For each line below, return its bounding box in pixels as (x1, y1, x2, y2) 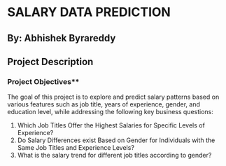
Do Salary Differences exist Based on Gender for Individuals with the (17, 136, 216, 144)
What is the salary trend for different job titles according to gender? (17, 151, 212, 160)
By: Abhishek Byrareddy (7, 32, 116, 44)
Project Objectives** (7, 76, 80, 86)
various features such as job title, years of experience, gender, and (7, 100, 201, 109)
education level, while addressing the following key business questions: (7, 108, 213, 116)
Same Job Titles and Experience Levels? (17, 144, 135, 152)
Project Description (7, 55, 94, 67)
